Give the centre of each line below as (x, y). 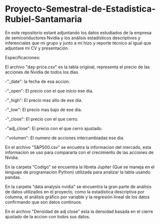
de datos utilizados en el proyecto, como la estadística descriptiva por (75, 192)
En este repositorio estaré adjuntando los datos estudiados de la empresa (78, 32)
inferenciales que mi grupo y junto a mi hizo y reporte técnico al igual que (78, 43)
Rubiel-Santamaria (44, 19)
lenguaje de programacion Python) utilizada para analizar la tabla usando (78, 172)
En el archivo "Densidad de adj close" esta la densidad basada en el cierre (79, 211)
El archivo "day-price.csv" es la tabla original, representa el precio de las (77, 67)
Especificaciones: (23, 57)
